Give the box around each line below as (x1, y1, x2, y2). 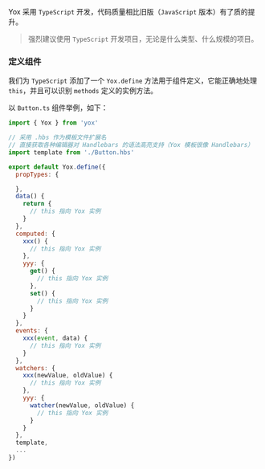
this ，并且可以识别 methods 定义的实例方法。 (8, 86, 158, 96)
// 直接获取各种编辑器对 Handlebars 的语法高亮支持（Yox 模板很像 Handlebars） (8, 141, 255, 149)
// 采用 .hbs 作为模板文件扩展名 (8, 133, 107, 142)
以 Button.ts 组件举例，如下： (8, 103, 108, 112)
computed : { (15, 230, 56, 238)
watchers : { (15, 364, 56, 372)
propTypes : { (15, 170, 59, 178)
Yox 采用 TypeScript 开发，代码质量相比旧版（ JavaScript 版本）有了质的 (8, 7, 249, 16)
